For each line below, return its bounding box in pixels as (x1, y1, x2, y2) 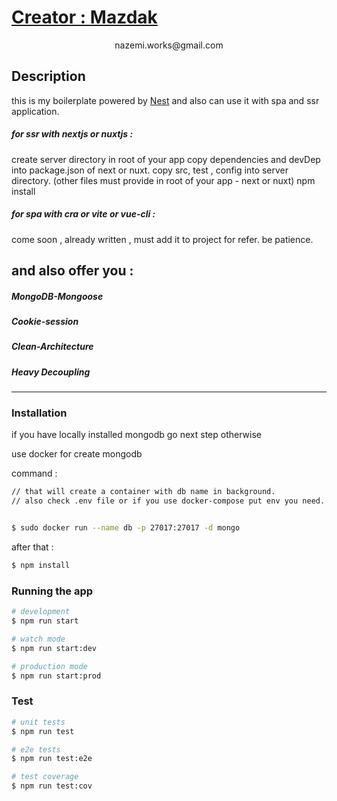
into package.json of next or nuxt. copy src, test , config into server (11, 164, 289, 176)
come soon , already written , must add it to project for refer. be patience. (11, 233, 314, 245)
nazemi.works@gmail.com (114, 39, 224, 51)
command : (11, 467, 58, 480)
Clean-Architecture (11, 341, 94, 353)
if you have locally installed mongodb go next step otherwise (11, 429, 262, 441)
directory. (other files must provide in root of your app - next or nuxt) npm (11, 174, 316, 186)
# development (11, 607, 71, 617)
